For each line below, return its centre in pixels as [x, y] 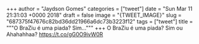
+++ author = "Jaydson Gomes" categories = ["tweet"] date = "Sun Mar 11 [99, 9]
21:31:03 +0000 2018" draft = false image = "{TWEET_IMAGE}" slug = [94, 15]
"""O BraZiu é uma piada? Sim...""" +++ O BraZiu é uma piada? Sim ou [95, 28]
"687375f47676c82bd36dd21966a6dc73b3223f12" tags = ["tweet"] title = [100, 21]
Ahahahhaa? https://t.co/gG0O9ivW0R [55, 34]
